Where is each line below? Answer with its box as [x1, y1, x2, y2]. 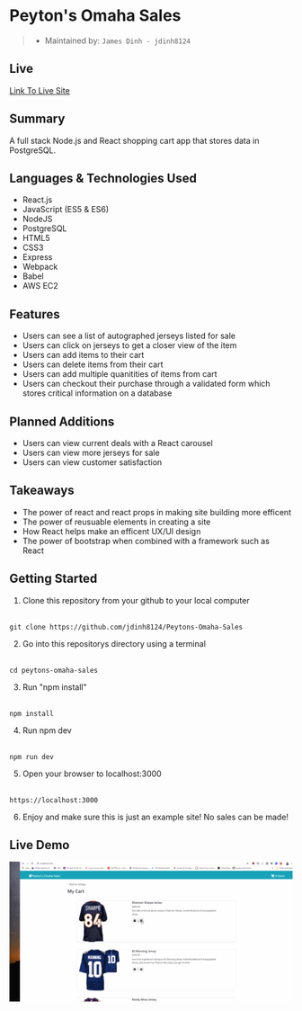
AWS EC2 [22, 281, 58, 291]
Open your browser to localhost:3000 [22, 768, 162, 779]
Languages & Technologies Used [9, 170, 198, 185]
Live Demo [9, 837, 70, 853]
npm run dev [9, 752, 54, 761]
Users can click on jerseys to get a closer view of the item [22, 340, 237, 351]
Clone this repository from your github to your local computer [22, 595, 250, 605]
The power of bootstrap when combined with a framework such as [22, 535, 270, 546]
